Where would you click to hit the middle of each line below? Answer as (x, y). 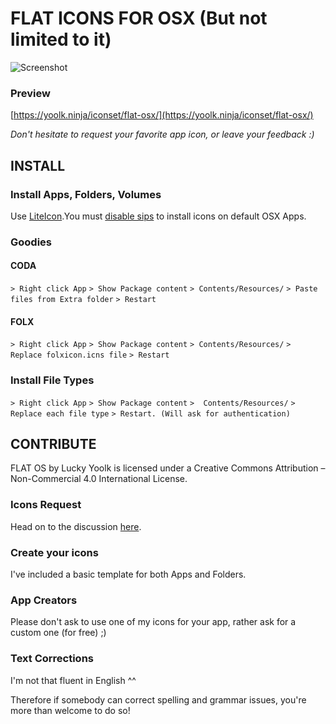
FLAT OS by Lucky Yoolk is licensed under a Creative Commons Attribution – (168, 468)
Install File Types (52, 380)
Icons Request (46, 505)
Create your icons (54, 552)
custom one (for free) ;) (58, 633)
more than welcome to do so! (70, 710)
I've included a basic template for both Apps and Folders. (128, 574)
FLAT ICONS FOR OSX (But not (139, 18)
